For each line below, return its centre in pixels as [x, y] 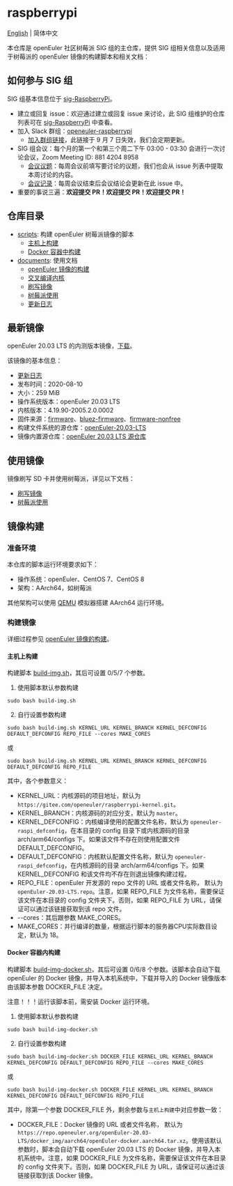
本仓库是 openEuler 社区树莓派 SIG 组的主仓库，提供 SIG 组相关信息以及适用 [116, 47]
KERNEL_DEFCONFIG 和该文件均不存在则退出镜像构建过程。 [104, 874]
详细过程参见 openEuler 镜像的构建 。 [60, 639]
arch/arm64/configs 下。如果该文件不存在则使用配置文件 [99, 839]
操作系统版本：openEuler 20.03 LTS [69, 401]
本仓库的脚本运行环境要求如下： [53, 564]
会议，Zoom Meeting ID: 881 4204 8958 [81, 157]
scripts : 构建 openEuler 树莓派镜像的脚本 [75, 234]
